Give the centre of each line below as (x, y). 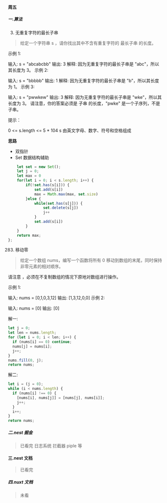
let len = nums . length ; (32, 333)
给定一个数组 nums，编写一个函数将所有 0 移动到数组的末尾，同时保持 (91, 260)
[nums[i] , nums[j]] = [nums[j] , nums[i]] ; (61, 398)
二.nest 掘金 (20, 432)
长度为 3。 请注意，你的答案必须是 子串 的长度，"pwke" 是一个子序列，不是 (84, 103)
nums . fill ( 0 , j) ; (26, 360)
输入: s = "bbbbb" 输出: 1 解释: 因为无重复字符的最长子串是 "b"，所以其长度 (84, 80)
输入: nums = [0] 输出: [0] (34, 308)
